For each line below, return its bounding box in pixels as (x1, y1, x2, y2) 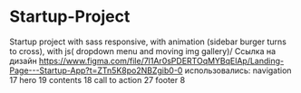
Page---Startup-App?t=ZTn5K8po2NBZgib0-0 (9, 65, 183, 76)
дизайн (9, 55, 38, 66)
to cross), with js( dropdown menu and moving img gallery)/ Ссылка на (9, 45, 277, 56)
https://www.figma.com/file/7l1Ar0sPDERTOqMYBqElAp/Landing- (39, 55, 284, 66)
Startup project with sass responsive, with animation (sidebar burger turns (9, 36, 287, 47)
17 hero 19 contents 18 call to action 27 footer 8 (9, 74, 186, 85)
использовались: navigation (184, 65, 292, 76)
